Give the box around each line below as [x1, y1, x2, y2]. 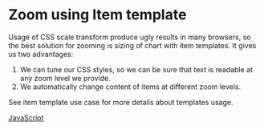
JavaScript [8, 112, 44, 122]
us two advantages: [8, 49, 74, 59]
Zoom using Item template [8, 6, 187, 24]
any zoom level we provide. [19, 73, 111, 83]
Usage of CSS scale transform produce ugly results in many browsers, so [8, 32, 251, 42]
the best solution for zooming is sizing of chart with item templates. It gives [8, 40, 257, 50]
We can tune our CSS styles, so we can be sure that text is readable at [19, 64, 254, 74]
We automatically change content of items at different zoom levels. [19, 82, 242, 91]
